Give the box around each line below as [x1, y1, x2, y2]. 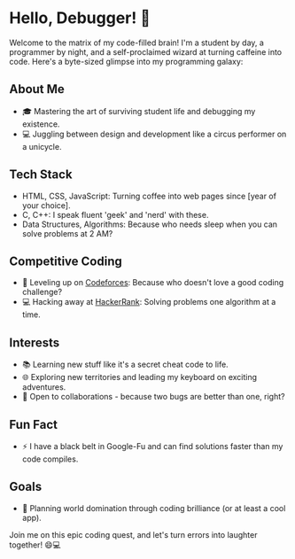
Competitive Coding [9, 253, 122, 268]
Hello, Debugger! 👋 [9, 8, 151, 28]
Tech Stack [9, 167, 73, 182]
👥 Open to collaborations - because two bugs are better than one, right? [21, 392, 285, 402]
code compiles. [21, 454, 79, 464]
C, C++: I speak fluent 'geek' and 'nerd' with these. [21, 209, 209, 220]
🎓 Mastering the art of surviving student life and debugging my [21, 105, 256, 116]
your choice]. [21, 199, 71, 211]
